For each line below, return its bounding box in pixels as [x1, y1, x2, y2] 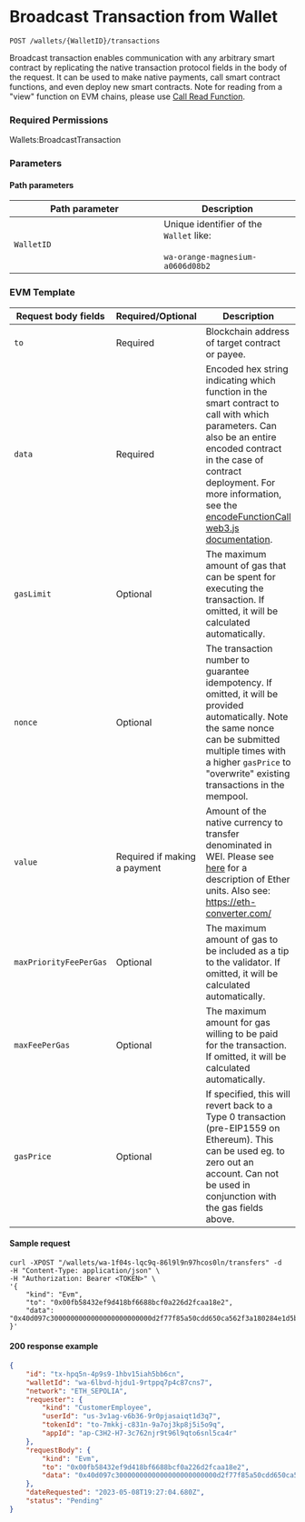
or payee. [205, 347, 247, 360]
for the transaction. [205, 1038, 288, 1051]
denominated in [205, 838, 272, 851]
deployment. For [205, 476, 275, 488]
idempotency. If [205, 676, 272, 688]
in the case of [205, 453, 264, 466]
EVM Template [9, 286, 75, 299]
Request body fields [15, 309, 106, 322]
